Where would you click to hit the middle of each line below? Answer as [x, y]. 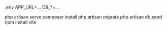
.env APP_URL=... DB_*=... [32, 7]
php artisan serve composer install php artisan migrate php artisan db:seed [83, 17]
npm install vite [21, 22]
